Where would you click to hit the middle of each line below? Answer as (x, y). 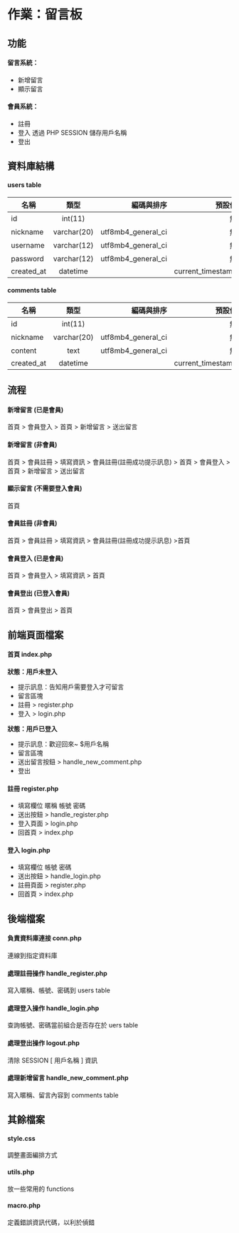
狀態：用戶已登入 (32, 728)
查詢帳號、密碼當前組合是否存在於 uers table (73, 1025)
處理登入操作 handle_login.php (53, 1008)
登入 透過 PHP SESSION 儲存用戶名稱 (72, 132)
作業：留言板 (45, 15)
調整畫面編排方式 (32, 1155)
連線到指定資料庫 (32, 955)
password (27, 258)
